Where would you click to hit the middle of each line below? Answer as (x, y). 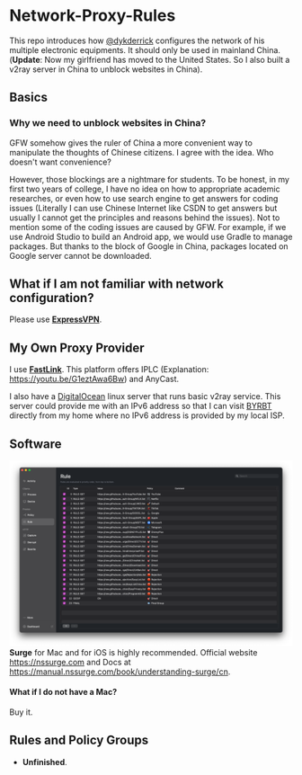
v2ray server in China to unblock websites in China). (106, 69)
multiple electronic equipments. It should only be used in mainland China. (145, 49)
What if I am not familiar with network (117, 284)
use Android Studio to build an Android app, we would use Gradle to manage (151, 236)
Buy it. (21, 712)
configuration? (52, 298)
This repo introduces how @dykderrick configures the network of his (137, 40)
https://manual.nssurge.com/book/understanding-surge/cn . (120, 672)
